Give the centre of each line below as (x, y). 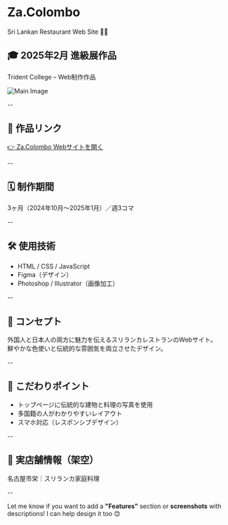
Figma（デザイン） (45, 275)
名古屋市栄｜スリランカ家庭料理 (53, 478)
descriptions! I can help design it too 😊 (64, 513)
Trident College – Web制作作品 (52, 77)
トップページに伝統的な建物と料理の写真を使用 (85, 404)
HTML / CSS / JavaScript (54, 266)
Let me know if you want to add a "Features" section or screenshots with (115, 506)
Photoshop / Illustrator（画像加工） (68, 284)
